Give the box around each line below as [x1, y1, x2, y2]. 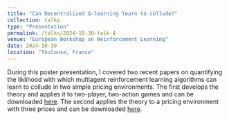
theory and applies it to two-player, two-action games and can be [7, 89, 194, 98]
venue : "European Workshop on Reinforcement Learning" [7, 36, 169, 43]
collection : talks [7, 17, 60, 24]
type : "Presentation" [7, 23, 70, 30]
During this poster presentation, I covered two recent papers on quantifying [7, 67, 223, 76]
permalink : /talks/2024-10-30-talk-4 [7, 29, 116, 37]
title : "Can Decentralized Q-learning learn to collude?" [7, 10, 178, 17]
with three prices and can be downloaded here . [7, 105, 143, 113]
